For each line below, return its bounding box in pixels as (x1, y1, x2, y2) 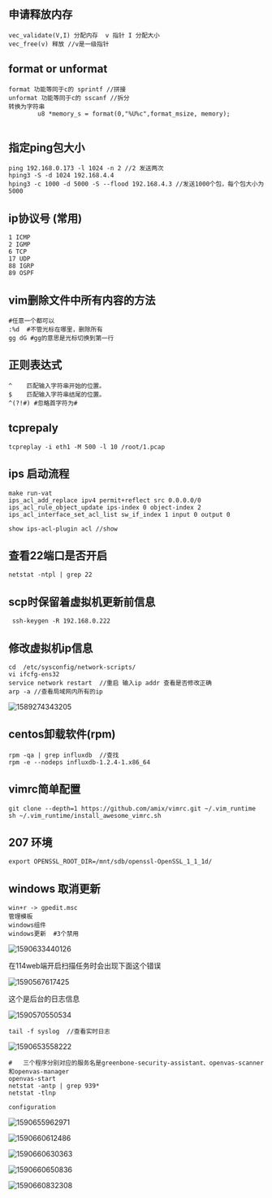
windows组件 (8, 921, 46, 929)
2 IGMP (8, 241, 31, 249)
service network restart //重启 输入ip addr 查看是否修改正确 (8, 679, 213, 687)
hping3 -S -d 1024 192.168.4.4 (8, 172, 114, 180)
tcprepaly (8, 422, 58, 435)
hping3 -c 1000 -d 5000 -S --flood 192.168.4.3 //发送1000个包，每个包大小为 (8, 180, 265, 189)
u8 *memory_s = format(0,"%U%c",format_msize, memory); (37, 109, 231, 118)
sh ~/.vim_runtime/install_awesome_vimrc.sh (8, 811, 162, 820)
